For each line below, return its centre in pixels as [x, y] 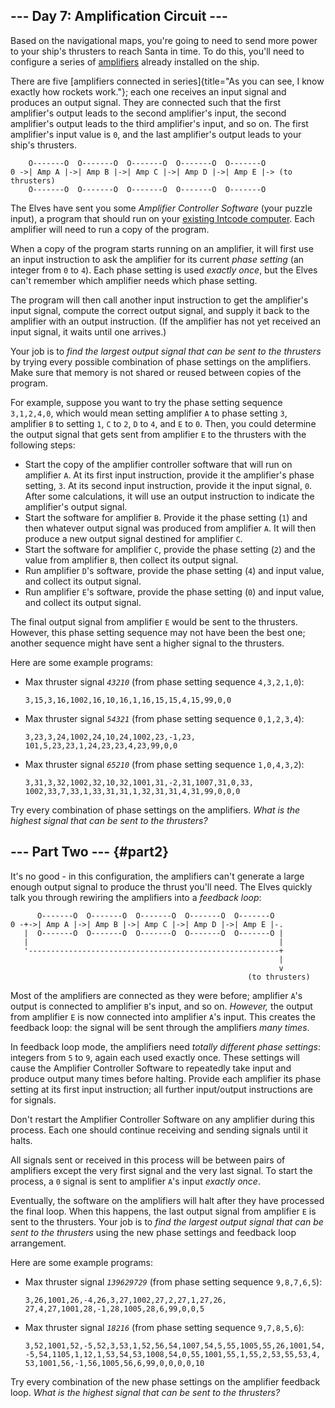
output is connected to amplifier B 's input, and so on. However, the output [161, 1006]
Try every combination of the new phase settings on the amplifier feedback [165, 1381]
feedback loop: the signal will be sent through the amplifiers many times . [160, 1027]
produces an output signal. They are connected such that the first [146, 102]
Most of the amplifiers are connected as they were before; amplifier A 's [156, 995]
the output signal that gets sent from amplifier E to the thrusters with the [158, 434]
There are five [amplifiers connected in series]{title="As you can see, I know [167, 81]
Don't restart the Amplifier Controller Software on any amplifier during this [162, 1119]
